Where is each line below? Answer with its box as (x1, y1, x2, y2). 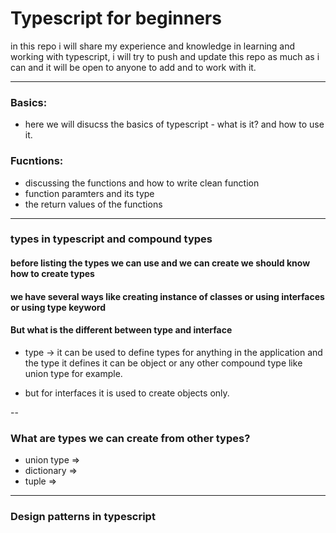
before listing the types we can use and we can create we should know (10, 257, 311, 269)
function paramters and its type (24, 187, 155, 199)
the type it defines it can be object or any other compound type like (24, 357, 303, 369)
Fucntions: (10, 154, 64, 168)
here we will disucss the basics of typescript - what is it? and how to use (24, 118, 325, 131)
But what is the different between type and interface (10, 324, 233, 336)
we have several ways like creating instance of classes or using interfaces (10, 290, 325, 302)
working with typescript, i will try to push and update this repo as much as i (10, 50, 320, 62)
